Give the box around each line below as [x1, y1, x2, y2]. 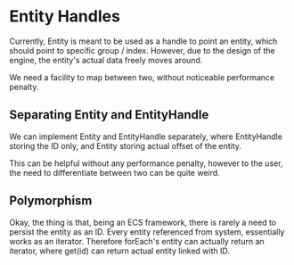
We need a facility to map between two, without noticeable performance [9, 71, 274, 82]
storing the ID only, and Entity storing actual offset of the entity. [9, 140, 242, 151]
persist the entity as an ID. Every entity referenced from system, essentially [9, 226, 285, 237]
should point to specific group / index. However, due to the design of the [9, 45, 275, 55]
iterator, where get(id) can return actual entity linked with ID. [9, 245, 230, 256]
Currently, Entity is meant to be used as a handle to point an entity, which [9, 36, 278, 46]
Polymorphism [9, 194, 93, 209]
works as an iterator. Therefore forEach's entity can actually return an [9, 236, 265, 246]
